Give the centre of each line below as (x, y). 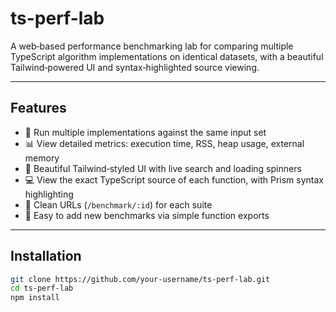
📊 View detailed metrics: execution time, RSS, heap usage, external (164, 143)
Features (38, 108)
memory (42, 158)
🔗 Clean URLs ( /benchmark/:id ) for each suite (118, 204)
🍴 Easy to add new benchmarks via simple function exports (147, 215)
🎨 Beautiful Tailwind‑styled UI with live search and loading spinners (163, 168)
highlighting (49, 194)
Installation (46, 256)
